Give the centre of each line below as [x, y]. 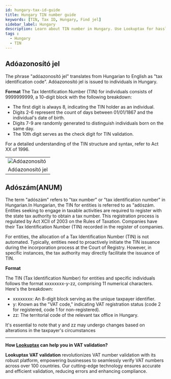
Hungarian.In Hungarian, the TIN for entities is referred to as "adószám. [80, 205]
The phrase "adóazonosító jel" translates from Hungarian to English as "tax [84, 76]
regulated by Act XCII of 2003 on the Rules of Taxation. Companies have [81, 221]
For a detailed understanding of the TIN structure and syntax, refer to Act [82, 144]
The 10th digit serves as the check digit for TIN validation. [73, 134]
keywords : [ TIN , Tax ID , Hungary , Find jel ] [53, 19]
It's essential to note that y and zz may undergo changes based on [75, 325]
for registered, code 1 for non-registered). [56, 310]
